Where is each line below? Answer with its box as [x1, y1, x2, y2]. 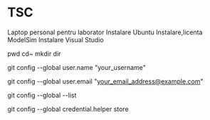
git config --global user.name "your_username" [7, 63, 146, 71]
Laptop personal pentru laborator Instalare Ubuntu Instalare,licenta [7, 28, 203, 36]
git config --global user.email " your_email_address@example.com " [7, 76, 204, 86]
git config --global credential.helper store [7, 104, 130, 113]
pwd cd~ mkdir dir [7, 49, 61, 58]
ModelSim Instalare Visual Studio [7, 35, 105, 44]
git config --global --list [7, 91, 77, 99]
